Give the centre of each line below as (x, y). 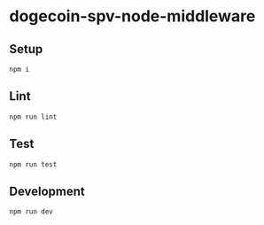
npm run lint (33, 117)
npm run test (33, 164)
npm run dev (31, 212)
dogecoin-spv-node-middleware (132, 16)
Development (47, 192)
